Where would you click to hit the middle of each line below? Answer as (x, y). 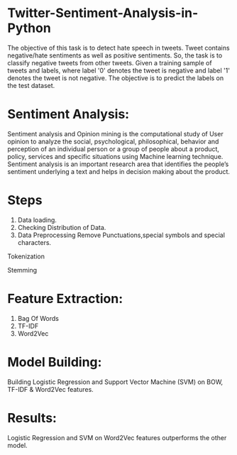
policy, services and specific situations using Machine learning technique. (115, 156)
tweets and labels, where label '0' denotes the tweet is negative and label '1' (119, 70)
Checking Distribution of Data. (62, 227)
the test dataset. (31, 85)
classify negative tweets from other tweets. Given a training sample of (110, 62)
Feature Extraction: (65, 299)
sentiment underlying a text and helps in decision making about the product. (119, 171)
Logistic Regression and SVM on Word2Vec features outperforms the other (117, 437)
